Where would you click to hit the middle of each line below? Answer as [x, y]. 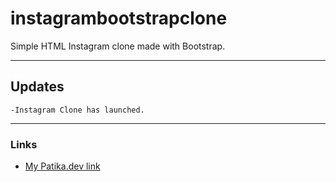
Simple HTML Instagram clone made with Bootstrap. [118, 46]
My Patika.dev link [62, 166]
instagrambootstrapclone [119, 18]
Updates [37, 87]
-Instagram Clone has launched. [77, 110]
